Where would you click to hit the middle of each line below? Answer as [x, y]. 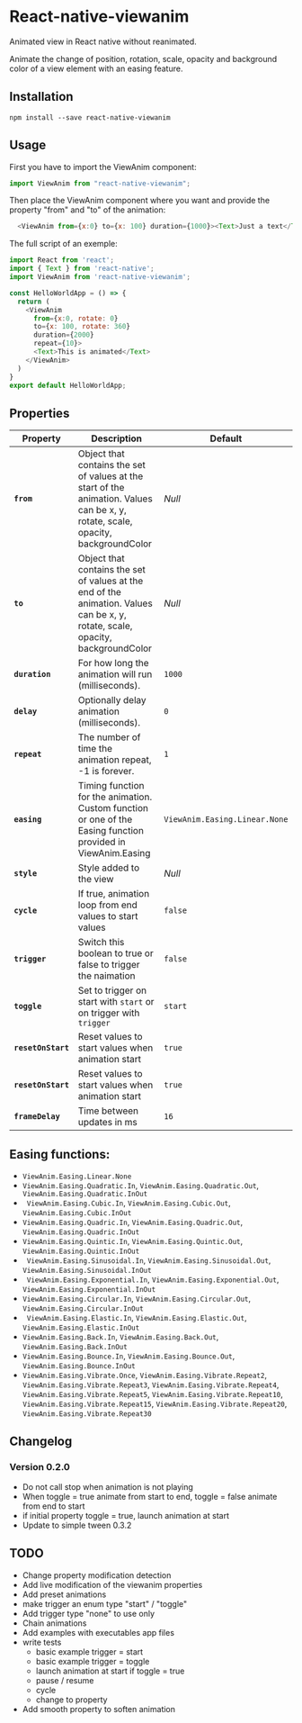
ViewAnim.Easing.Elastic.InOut [81, 1328]
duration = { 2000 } [63, 335]
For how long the [114, 663]
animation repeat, [115, 760]
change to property [71, 1700]
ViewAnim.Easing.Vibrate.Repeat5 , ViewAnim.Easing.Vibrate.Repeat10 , [152, 1394]
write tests [42, 1642]
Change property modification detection [97, 1575]
